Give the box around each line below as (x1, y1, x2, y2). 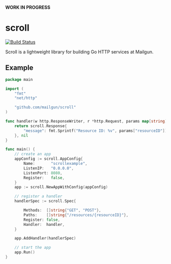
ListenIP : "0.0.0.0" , (23, 165, 74, 171)
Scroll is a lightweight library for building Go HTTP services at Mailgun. (5, 48, 154, 55)
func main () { (5, 147, 36, 152)
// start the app (14, 245, 51, 250)
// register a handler (14, 194, 63, 199)
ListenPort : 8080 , (23, 170, 63, 175)
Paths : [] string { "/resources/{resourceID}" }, (23, 212, 129, 218)
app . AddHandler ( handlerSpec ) (14, 236, 76, 241)
